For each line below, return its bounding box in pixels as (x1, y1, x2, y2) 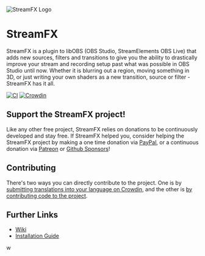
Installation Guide (15, 232, 59, 240)
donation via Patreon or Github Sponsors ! (6, 145, 110, 152)
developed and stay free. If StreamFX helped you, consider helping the (6, 132, 184, 139)
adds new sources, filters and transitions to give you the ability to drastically (6, 54, 198, 61)
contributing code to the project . (6, 192, 88, 199)
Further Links (6, 210, 59, 220)
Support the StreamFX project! (6, 109, 126, 120)
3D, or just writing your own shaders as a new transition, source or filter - (6, 73, 190, 81)
